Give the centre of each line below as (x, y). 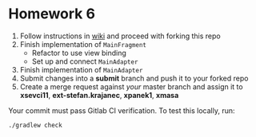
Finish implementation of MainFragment (83, 44)
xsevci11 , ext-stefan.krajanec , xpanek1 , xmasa (99, 95)
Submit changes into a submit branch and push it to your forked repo (134, 78)
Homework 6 (52, 14)
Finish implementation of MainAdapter (81, 69)
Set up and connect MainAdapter (85, 61)
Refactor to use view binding (79, 53)
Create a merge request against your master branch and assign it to (131, 86)
